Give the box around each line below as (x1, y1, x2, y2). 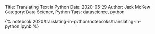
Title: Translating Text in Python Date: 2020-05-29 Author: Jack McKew (5, 4, 151, 10)
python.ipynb (5, 23, 32, 29)
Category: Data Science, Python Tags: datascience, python (5, 9, 125, 15)
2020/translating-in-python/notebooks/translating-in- (32, 19, 141, 24)
